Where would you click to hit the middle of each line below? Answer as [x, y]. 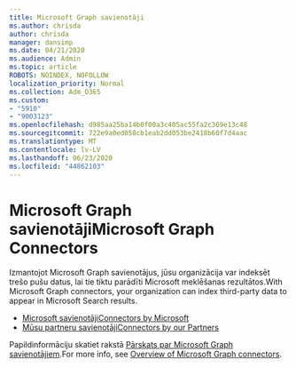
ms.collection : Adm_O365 [55, 92]
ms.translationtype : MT [53, 141]
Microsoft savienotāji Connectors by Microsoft [105, 318]
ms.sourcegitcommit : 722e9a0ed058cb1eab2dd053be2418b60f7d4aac [129, 133]
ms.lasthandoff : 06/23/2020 [61, 158]
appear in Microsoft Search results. [74, 301]
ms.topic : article [43, 68]
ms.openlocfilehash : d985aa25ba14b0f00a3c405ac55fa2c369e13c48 [129, 125]
